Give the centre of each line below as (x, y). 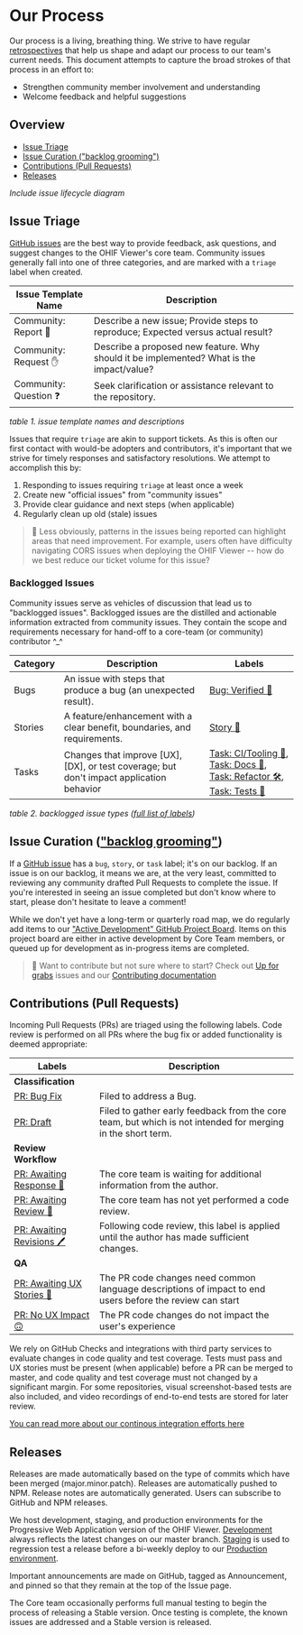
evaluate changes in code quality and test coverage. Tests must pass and (146, 1358)
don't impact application (115, 778)
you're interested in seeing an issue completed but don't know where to (143, 892)
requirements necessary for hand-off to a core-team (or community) (137, 632)
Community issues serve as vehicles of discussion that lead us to (131, 603)
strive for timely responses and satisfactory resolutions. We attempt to (140, 457)
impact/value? (124, 369)
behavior (83, 789)
